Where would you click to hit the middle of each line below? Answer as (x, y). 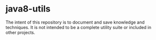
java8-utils (28, 9)
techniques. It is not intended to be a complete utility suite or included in (78, 27)
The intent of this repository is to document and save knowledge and (75, 22)
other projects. (21, 32)
